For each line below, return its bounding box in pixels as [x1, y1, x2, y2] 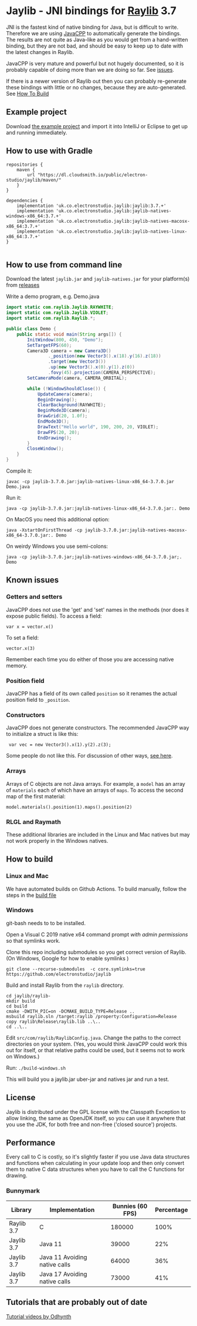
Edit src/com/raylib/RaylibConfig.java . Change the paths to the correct [6, 1034, 181, 1041]
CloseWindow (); [27, 446, 64, 452]
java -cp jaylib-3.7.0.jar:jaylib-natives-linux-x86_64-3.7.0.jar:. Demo [6, 505, 191, 511]
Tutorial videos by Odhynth [6, 1312, 72, 1320]
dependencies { [6, 197, 43, 203]
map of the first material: [6, 792, 66, 800]
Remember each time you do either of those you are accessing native [6, 655, 174, 662]
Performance [6, 1138, 56, 1148]
